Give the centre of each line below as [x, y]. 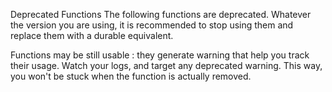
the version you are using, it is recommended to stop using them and [152, 25]
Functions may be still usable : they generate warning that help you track [160, 55]
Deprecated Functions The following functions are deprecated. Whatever [161, 14]
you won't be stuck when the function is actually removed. [131, 76]
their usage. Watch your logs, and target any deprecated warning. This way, [166, 65]
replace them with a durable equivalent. [92, 35]
